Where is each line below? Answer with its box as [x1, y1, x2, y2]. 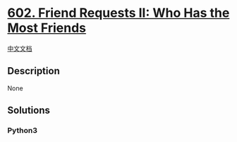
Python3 [7, 126, 37, 136]
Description [7, 65, 60, 77]
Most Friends [7, 20, 87, 36]
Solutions [7, 105, 51, 117]
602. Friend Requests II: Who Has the [7, 5, 230, 21]
